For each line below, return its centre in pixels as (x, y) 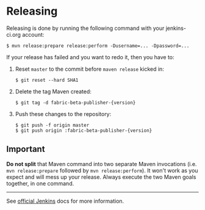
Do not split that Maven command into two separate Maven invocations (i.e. (102, 164)
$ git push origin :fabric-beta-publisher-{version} (84, 130)
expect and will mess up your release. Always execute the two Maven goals (101, 177)
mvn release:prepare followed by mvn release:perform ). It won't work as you (102, 170)
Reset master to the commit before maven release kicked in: (90, 69)
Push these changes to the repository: (63, 114)
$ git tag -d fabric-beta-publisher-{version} (75, 103)
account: (33, 34)
